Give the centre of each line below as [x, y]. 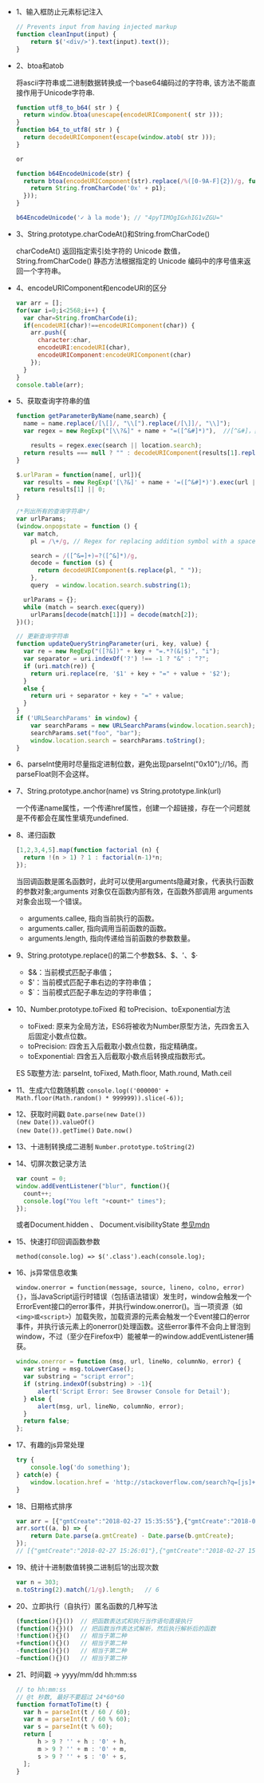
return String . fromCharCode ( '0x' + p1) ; [99, 189]
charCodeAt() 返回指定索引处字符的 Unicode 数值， [100, 251]
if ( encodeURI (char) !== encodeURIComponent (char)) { [109, 325]
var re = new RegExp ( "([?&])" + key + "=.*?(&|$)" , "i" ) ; [122, 651]
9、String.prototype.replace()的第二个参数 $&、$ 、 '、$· [106, 955]
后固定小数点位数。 [59, 1036]
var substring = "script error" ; [79, 1377]
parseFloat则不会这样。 [54, 774]
